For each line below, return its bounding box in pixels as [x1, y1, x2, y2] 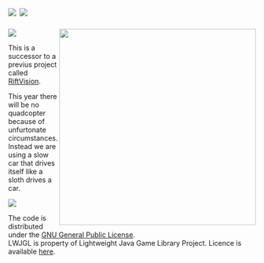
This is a [8, 42, 35, 53]
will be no [8, 100, 39, 109]
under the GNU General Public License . [8, 230, 136, 239]
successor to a [8, 51, 57, 60]
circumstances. [8, 133, 58, 143]
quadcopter [8, 108, 46, 118]
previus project [8, 60, 57, 69]
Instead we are [8, 141, 57, 151]
